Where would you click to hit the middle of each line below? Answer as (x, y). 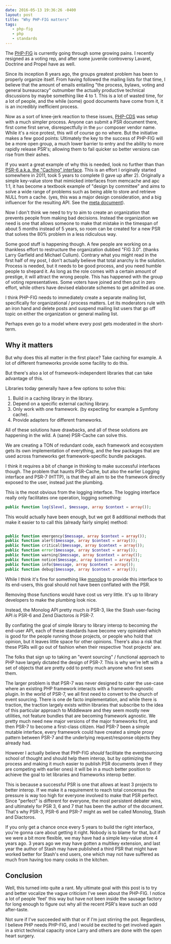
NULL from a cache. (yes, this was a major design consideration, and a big (83, 197)
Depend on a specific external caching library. (61, 403)
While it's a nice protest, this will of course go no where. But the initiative (81, 133)
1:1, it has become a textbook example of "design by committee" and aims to (85, 186)
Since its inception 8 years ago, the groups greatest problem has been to (82, 74)
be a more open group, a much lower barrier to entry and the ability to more (84, 143)
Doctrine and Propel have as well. (40, 64)
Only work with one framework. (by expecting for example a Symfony (85, 409)
